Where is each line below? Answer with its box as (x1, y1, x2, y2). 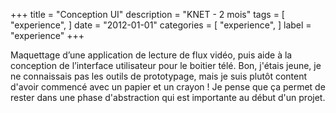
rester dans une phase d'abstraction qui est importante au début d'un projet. (10, 92, 326, 103)
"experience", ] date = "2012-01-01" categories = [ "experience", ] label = (10, 19, 312, 31)
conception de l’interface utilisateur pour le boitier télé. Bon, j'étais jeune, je (10, 60, 322, 71)
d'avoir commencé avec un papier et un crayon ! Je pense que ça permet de (10, 81, 326, 93)
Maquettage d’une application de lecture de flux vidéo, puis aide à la (10, 49, 293, 61)
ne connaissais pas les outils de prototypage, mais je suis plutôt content (10, 70, 308, 82)
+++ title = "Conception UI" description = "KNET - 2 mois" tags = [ (10, 9, 285, 20)
